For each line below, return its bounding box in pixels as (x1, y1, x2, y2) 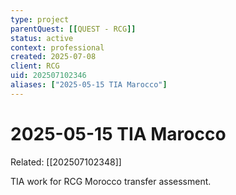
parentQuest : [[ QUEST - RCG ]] (10, 24, 137, 34)
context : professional (10, 42, 105, 53)
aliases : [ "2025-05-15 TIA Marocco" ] (10, 80, 168, 90)
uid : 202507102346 (10, 71, 87, 81)
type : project (10, 14, 70, 25)
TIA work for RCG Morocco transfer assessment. (10, 175, 212, 187)
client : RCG (10, 61, 60, 71)
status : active (10, 33, 74, 43)
